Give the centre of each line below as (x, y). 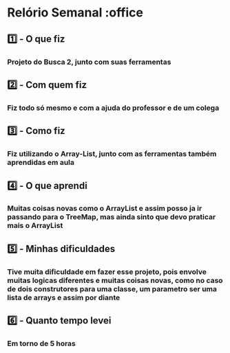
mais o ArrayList (35, 226)
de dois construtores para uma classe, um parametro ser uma (112, 288)
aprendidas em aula (41, 163)
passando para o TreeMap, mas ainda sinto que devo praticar (112, 217)
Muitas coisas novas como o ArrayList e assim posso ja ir (105, 209)
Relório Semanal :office (75, 13)
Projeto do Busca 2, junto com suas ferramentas (89, 62)
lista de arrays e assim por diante (64, 297)
